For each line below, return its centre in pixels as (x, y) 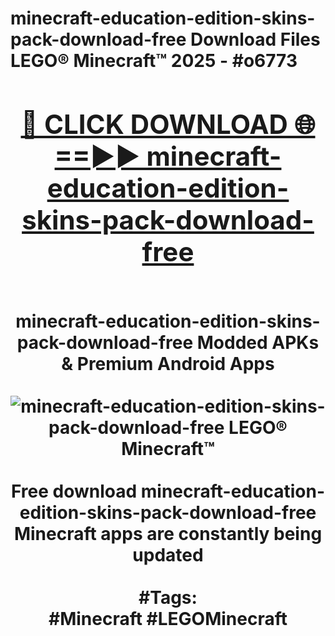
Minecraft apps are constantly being (168, 533)
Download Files (255, 39)
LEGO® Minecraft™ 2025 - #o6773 (154, 61)
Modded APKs (258, 342)
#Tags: (168, 597)
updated (168, 554)
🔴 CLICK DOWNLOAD (154, 124)
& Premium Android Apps (168, 363)
